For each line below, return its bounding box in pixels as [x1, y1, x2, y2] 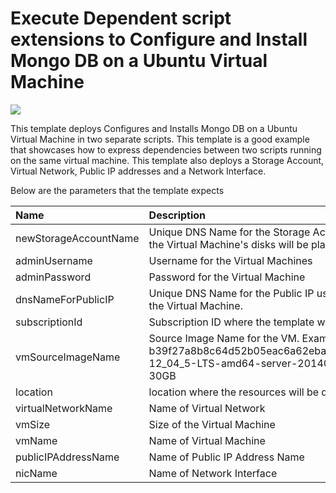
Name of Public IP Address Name [148, 450, 305, 464]
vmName [15, 433, 58, 447]
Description [148, 208, 207, 222]
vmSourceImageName [15, 350, 121, 364]
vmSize [15, 417, 51, 431]
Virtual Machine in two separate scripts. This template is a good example [10, 133, 310, 145]
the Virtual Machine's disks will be [148, 237, 309, 251]
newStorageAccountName [15, 231, 140, 245]
